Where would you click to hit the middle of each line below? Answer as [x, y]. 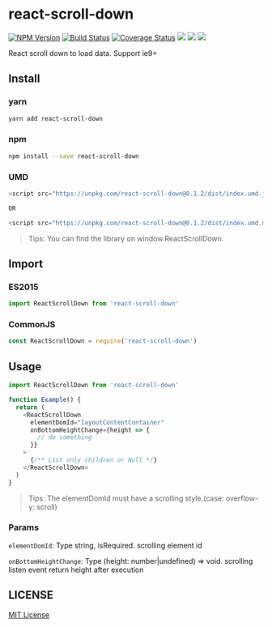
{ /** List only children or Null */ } [93, 460]
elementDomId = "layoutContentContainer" [97, 422]
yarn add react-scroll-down [56, 118]
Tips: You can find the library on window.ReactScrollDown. [126, 238]
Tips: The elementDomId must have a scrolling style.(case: [126, 498]
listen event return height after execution [76, 569]
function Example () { [45, 400]
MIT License [29, 614]
